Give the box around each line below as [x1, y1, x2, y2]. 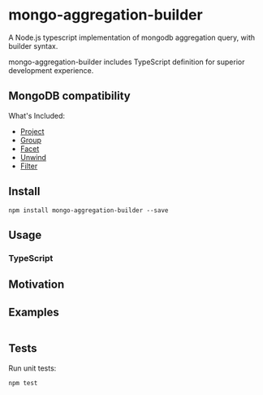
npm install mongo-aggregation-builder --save [8, 206, 169, 215]
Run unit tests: [8, 363, 57, 373]
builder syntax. [8, 41, 58, 50]
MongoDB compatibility [8, 89, 131, 103]
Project [19, 126, 45, 136]
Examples [8, 305, 59, 319]
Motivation [8, 278, 65, 292]
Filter [19, 161, 38, 171]
